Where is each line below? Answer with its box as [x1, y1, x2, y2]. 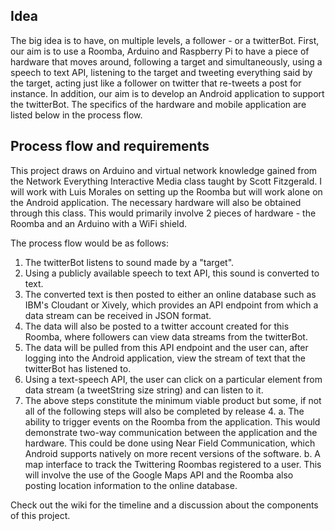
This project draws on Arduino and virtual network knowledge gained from [10, 164, 318, 176]
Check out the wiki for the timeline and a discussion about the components [10, 499, 319, 511]
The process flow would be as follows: [10, 237, 170, 249]
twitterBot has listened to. [24, 362, 132, 374]
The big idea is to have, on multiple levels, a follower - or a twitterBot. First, [10, 34, 320, 46]
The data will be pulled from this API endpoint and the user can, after [24, 341, 309, 353]
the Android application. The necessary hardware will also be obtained [10, 196, 302, 208]
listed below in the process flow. [10, 109, 143, 121]
